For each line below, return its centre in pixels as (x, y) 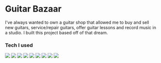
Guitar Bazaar (33, 9)
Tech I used (19, 45)
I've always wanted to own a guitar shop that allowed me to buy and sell (77, 22)
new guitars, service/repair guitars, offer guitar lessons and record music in (81, 27)
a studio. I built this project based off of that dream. (56, 32)
